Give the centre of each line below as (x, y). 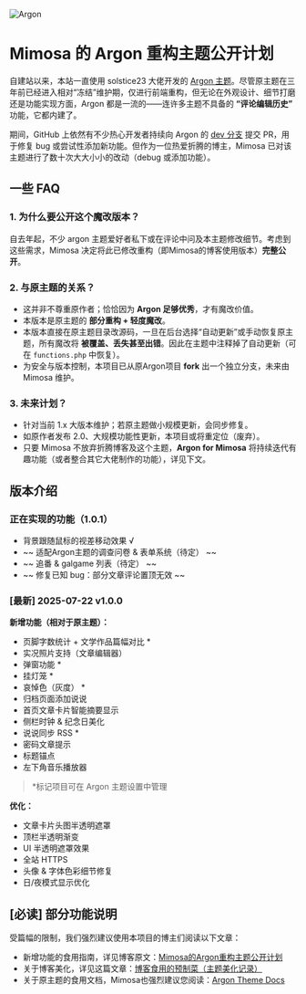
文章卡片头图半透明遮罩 (66, 825)
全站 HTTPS (45, 860)
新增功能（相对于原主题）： (59, 623)
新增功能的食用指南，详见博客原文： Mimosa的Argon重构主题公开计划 (153, 957)
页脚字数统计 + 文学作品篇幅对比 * (87, 642)
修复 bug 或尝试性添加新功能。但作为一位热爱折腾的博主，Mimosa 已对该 (154, 145)
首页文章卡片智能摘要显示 (71, 710)
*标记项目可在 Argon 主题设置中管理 (99, 787)
